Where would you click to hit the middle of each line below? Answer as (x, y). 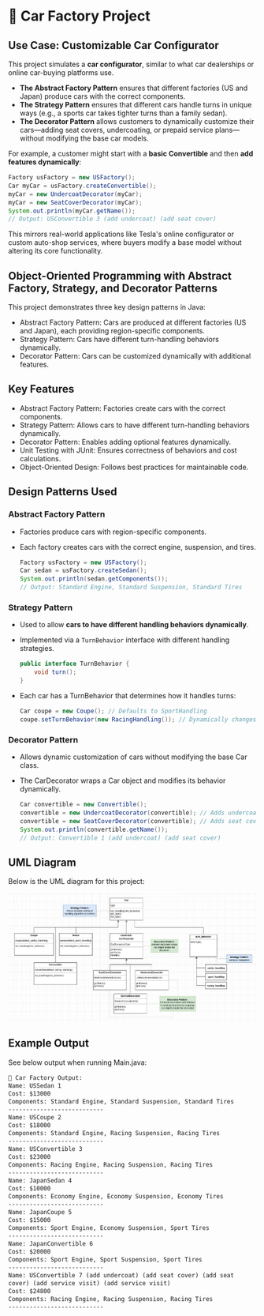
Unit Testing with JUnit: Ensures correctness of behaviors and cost (128, 450)
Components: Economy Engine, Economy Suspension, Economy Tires (116, 1196)
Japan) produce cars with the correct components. (102, 96)
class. (29, 765)
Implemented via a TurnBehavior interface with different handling (125, 640)
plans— (227, 130)
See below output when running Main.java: (78, 1062)
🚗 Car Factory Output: (45, 1077)
